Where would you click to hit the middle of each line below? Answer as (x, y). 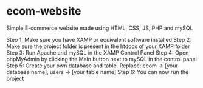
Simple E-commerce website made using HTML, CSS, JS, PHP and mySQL (100, 28)
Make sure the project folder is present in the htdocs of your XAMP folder (98, 46)
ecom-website (44, 11)
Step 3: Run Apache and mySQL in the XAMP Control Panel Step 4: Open (98, 52)
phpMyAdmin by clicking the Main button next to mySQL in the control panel (102, 59)
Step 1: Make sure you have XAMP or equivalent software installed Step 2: (99, 39)
